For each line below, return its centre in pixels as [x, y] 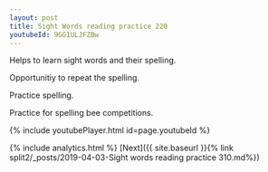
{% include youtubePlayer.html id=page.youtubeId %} [110, 130]
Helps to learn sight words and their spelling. [93, 61]
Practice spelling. [42, 95]
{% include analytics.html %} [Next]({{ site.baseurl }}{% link [121, 148]
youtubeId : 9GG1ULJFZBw [54, 34]
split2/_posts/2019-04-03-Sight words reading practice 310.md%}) [134, 158]
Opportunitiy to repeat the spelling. [75, 78]
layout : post [34, 18]
